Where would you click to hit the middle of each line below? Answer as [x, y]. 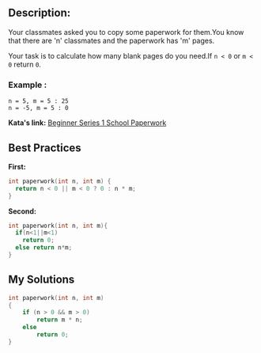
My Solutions [42, 280]
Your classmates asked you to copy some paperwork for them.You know [126, 32]
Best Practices [45, 148]
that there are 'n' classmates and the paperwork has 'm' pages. [112, 40]
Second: [23, 211]
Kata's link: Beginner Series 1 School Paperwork [87, 123]
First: [17, 166]
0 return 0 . [25, 64]
